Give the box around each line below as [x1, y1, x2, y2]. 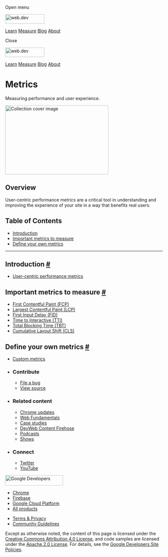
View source [19, 385, 46, 391]
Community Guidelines [12, 520, 59, 527]
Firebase [12, 495, 31, 501]
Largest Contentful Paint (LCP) [12, 307, 75, 313]
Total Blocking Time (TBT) [12, 323, 66, 329]
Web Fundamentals [19, 414, 60, 420]
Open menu [5, 5, 29, 10]
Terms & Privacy [12, 515, 46, 521]
